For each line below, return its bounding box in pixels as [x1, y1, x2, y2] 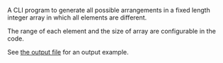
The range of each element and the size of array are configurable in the [7, 27, 216, 35]
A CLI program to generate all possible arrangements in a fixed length [7, 6, 210, 14]
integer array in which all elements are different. [7, 13, 147, 22]
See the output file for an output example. [7, 48, 129, 56]
